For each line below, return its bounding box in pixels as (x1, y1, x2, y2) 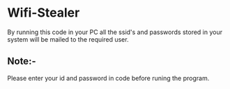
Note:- (7, 56, 36, 67)
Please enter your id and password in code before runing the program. (7, 74, 210, 82)
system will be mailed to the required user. (7, 35, 129, 43)
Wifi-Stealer (7, 5, 80, 21)
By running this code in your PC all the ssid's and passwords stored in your (7, 28, 223, 36)
